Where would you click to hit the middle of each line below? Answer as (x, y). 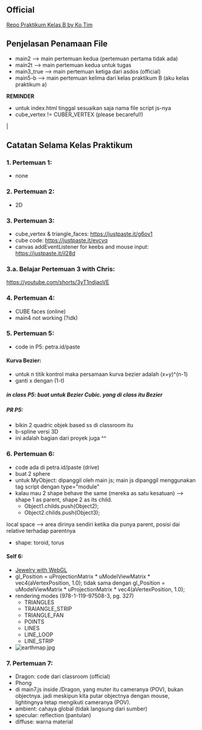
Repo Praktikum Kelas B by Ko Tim (50, 24)
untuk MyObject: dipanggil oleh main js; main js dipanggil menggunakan (105, 480)
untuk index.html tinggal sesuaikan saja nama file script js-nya (93, 108)
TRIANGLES (39, 602)
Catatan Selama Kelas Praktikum (69, 145)
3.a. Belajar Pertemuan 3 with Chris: (61, 269)
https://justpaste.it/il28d (45, 253)
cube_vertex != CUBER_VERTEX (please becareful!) (79, 114)
